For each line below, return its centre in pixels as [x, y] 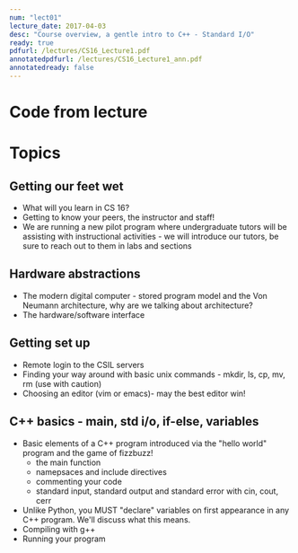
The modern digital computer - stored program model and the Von [145, 295]
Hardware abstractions [75, 274]
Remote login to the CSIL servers [83, 364]
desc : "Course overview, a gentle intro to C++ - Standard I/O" [132, 34]
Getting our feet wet [66, 186]
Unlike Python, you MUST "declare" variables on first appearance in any [156, 510]
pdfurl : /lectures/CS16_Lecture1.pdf [80, 51]
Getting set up [50, 343]
